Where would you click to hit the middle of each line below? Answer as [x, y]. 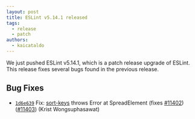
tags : [13, 23]
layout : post [23, 12]
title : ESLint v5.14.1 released [47, 18]
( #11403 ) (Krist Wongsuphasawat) [57, 109]
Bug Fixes [25, 88]
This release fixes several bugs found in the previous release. [82, 69]
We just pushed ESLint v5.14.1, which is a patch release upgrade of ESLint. [98, 63]
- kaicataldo [28, 46]
